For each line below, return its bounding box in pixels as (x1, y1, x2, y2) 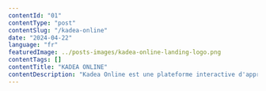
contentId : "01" (8, 11, 62, 20)
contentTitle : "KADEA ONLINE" (8, 63, 108, 71)
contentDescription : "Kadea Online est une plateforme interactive (8, 70, 236, 78)
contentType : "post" (8, 19, 77, 27)
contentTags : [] (8, 56, 62, 64)
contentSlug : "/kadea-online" (8, 26, 108, 34)
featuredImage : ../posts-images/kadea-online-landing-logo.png (8, 48, 222, 56)
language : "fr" (8, 41, 59, 49)
